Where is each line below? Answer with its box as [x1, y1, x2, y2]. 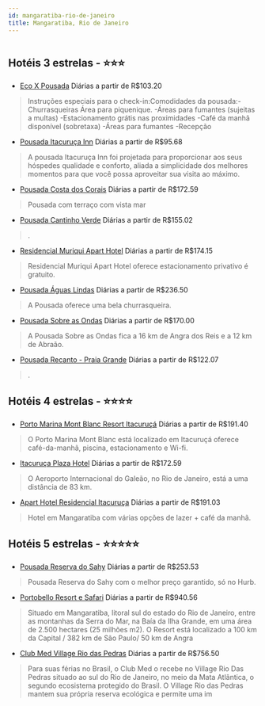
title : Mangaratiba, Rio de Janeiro [8, 19, 129, 27]
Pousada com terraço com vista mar [27, 200, 146, 210]
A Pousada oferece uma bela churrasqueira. [27, 300, 172, 310]
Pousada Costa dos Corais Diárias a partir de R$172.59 [19, 185, 199, 194]
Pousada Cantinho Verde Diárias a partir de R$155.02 [19, 216, 194, 225]
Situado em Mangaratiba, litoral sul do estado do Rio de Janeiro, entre [27, 608, 256, 617]
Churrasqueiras [27, 105, 79, 115]
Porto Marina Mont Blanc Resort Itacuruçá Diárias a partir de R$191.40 [19, 419, 249, 429]
